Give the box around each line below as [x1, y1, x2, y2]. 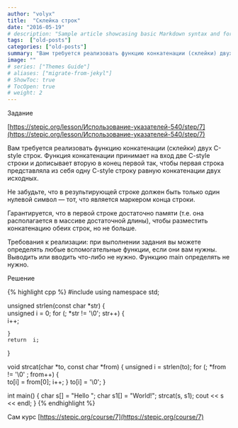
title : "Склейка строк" [7, 17, 81, 24]
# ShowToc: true [7, 76, 55, 84]
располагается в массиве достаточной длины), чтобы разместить [7, 217, 208, 225]
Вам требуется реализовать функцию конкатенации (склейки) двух [7, 144, 212, 152]
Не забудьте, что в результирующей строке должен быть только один [7, 188, 220, 196]
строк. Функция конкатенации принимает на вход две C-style [23, 152, 210, 160]
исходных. [7, 174, 39, 183]
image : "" [7, 57, 37, 64]
